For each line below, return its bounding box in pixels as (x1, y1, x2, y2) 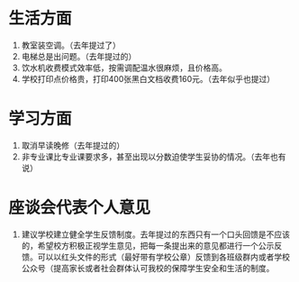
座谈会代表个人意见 (8, 197, 151, 218)
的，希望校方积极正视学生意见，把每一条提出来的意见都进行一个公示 (21, 240, 275, 250)
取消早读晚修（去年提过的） (21, 140, 125, 150)
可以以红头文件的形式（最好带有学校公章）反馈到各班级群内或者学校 (37, 251, 290, 262)
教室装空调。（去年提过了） (21, 40, 121, 50)
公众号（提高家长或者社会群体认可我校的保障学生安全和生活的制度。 (21, 262, 275, 273)
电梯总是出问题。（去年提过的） (21, 50, 137, 61)
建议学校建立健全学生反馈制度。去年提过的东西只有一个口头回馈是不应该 (21, 229, 290, 240)
